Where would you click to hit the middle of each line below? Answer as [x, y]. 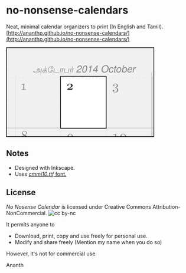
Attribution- [167, 206]
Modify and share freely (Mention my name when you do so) [88, 242]
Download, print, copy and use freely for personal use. [81, 236]
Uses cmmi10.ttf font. [40, 174]
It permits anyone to [30, 224]
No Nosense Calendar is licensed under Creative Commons [79, 206]
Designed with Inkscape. [45, 167]
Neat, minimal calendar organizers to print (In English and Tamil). [85, 27]
